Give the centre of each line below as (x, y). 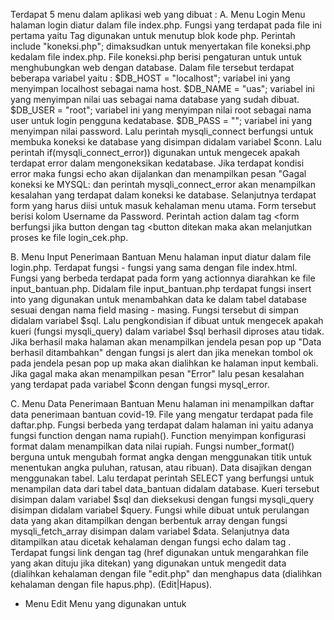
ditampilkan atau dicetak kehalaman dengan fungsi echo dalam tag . (151, 542)
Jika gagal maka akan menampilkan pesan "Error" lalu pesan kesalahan (157, 373)
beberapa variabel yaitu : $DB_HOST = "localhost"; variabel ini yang (150, 78)
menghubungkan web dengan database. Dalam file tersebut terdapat (152, 67)
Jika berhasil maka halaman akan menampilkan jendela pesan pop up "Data (166, 342)
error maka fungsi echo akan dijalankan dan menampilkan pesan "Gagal (158, 173)
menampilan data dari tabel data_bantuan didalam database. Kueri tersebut (165, 488)
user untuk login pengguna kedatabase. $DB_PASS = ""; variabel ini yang (161, 120)
